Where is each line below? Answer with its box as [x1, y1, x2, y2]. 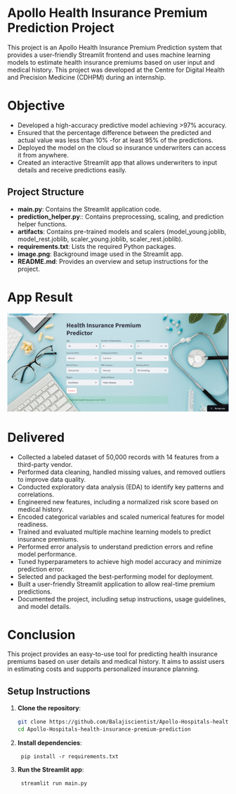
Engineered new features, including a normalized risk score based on [17, 497, 218, 506]
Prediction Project [7, 20, 114, 36]
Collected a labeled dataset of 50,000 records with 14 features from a [17, 452, 219, 461]
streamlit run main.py [20, 780, 88, 787]
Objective [7, 98, 65, 114]
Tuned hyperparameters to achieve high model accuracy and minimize [17, 557, 222, 565]
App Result [7, 289, 73, 305]
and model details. [17, 602, 72, 610]
